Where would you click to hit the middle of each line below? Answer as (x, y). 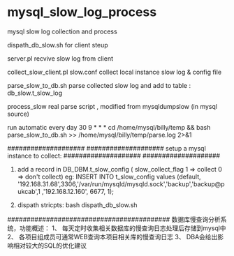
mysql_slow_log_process (82, 12)
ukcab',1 (29, 191)
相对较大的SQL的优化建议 (50, 246)
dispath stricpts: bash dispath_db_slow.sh (77, 205)
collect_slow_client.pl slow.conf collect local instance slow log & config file (115, 72)
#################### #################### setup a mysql (107, 148)
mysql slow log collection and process (62, 31)
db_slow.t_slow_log (35, 93)
